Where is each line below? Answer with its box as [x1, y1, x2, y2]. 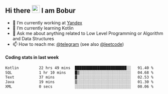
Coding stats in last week [5, 54, 59, 60]
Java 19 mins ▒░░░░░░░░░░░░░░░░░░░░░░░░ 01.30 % [5, 79, 154, 85]
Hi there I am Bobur [5, 6, 76, 15]
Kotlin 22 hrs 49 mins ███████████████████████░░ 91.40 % [5, 66, 154, 71]
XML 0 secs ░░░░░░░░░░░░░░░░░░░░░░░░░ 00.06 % [5, 84, 154, 89]
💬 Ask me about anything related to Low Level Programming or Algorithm [12, 30, 163, 36]
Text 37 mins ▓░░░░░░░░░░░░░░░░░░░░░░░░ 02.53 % [5, 75, 154, 80]
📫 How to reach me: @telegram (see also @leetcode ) [12, 41, 124, 47]
